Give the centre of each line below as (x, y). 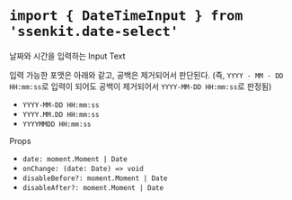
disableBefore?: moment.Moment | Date (95, 178)
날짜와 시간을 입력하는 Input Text (67, 56)
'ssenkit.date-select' (94, 32)
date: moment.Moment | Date (75, 159)
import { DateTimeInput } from (126, 16)
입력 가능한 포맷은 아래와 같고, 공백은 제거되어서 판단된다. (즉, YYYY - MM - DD (146, 75)
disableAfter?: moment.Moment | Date (93, 187)
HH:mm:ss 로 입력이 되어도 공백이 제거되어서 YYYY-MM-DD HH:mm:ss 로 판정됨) (141, 86)
